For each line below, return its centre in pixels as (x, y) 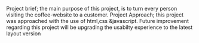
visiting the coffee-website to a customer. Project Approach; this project (95, 15)
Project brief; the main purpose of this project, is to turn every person (92, 9)
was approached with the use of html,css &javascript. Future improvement (98, 21)
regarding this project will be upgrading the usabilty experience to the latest (99, 27)
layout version (24, 34)
